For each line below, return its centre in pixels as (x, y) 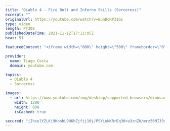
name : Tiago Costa (29, 61)
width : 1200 (27, 102)
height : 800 (27, 107)
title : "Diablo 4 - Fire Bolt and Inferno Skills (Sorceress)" (73, 10)
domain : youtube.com (31, 65)
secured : (14, 121)
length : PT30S (20, 29)
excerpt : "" (18, 15)
